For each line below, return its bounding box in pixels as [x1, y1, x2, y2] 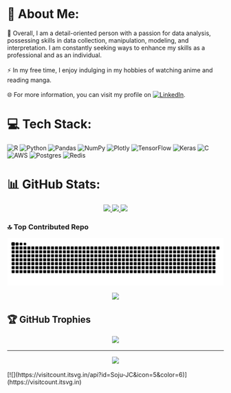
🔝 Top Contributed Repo [7, 222, 89, 231]
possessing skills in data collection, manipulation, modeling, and [7, 36, 189, 44]
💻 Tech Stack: [7, 116, 92, 132]
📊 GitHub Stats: [7, 177, 101, 192]
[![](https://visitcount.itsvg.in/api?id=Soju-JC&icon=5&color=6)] [7, 370, 188, 379]
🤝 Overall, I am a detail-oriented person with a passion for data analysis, [7, 29, 211, 37]
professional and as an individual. [7, 51, 102, 59]
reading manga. [7, 76, 52, 84]
